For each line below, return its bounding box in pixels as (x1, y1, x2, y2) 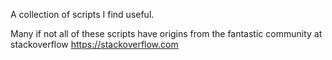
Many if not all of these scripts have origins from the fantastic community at (10, 28, 323, 39)
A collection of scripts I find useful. (10, 9, 155, 20)
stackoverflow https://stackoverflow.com (10, 39, 179, 50)
